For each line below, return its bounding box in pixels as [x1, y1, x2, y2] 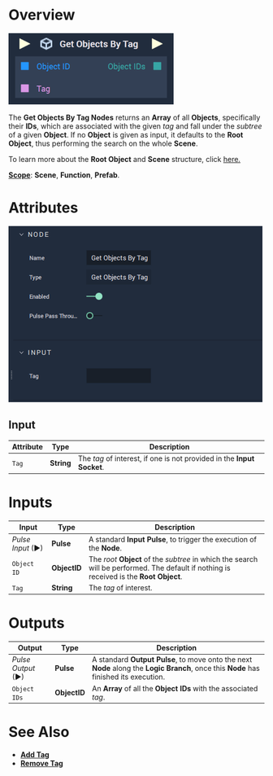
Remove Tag [19, 759, 63, 768]
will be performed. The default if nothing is [88, 563, 231, 572]
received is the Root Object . [88, 572, 183, 581]
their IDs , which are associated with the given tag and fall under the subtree [8, 121, 262, 131]
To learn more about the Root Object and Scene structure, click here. [8, 154, 241, 164]
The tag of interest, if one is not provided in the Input [78, 454, 255, 463]
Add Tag [19, 750, 50, 759]
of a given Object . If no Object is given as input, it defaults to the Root [8, 129, 244, 139]
